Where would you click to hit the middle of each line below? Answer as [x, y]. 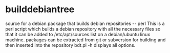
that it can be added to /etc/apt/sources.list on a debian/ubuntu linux [78, 34]
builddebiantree [40, 9]
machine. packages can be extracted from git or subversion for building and [86, 40]
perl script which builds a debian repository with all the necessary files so [83, 29]
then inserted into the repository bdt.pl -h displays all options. [70, 45]
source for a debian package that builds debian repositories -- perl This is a [85, 23]
